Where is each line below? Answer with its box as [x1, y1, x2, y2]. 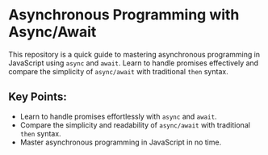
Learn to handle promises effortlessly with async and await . [19, 111, 217, 121]
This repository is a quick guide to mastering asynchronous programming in [8, 49, 261, 59]
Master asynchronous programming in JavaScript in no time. [19, 137, 222, 147]
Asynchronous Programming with [8, 6, 240, 24]
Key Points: [8, 90, 67, 104]
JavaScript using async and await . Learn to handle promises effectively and [8, 58, 259, 68]
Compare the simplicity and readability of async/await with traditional [19, 119, 250, 130]
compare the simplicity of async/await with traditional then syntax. [8, 66, 228, 76]
